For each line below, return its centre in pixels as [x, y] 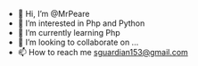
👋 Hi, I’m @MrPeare [54, 14]
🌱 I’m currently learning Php [69, 33]
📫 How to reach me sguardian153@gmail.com [103, 52]
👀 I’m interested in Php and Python [81, 23]
